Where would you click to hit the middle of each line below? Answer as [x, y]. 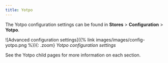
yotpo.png [16, 45]
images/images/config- [120, 40]
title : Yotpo [19, 10]
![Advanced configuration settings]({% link [50, 40]
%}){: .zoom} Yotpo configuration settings [72, 45]
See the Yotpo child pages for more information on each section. [73, 55]
